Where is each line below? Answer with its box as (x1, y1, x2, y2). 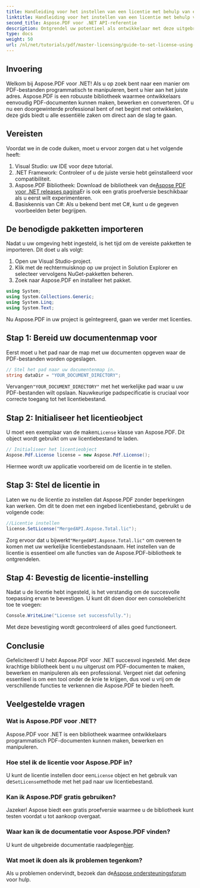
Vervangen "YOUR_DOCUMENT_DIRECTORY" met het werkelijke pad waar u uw (6, 383, 183, 390)
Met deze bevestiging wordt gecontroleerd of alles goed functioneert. (6, 623, 177, 631)
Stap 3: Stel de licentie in (6, 480, 100, 490)
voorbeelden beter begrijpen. (14, 207, 87, 214)
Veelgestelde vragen (6, 699, 85, 709)
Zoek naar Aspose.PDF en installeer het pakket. (14, 277, 132, 284)
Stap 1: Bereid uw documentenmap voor (6, 333, 158, 343)
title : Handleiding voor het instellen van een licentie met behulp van (6, 8, 190, 15)
